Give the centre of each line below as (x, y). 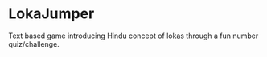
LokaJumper (51, 14)
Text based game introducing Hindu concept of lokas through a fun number (133, 36)
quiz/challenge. (34, 44)
